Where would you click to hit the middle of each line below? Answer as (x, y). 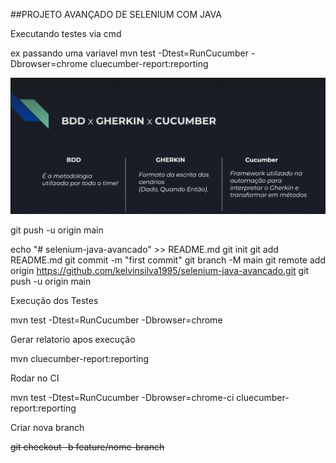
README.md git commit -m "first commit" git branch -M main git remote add (168, 260)
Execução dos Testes (54, 301)
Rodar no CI (35, 378)
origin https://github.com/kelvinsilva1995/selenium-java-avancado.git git (160, 271)
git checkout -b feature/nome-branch (87, 447)
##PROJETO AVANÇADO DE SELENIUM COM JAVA (116, 14)
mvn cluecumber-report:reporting (80, 359)
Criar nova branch (47, 428)
